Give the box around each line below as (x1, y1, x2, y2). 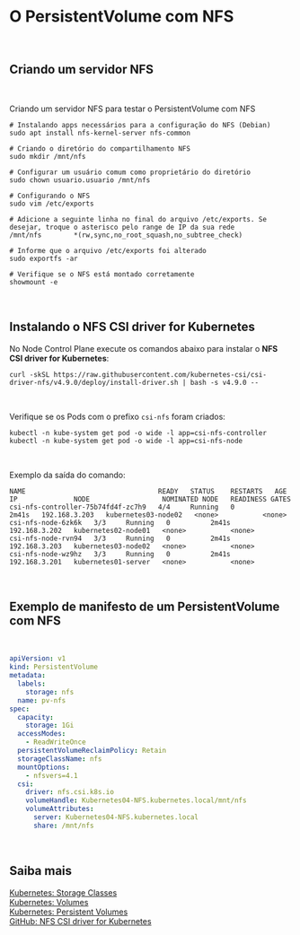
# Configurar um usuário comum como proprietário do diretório (9, 168, 251, 177)
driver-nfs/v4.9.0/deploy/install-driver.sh (9, 378, 179, 387)
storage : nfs (25, 687, 75, 696)
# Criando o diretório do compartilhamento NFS (9, 144, 191, 153)
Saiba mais (9, 863, 73, 878)
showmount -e (9, 277, 58, 286)
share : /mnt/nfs (32, 821, 94, 830)
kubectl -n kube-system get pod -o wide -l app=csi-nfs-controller (9, 428, 268, 437)
